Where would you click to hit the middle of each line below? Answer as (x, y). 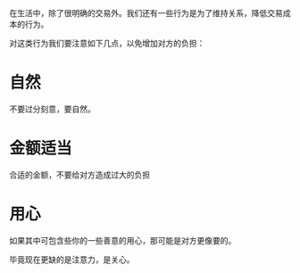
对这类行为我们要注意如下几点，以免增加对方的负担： (107, 43)
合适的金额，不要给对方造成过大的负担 (79, 174)
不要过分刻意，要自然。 (52, 109)
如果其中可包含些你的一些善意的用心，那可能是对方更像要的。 (123, 240)
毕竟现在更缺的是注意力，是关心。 (72, 259)
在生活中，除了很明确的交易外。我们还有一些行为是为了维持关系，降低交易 (146, 13)
